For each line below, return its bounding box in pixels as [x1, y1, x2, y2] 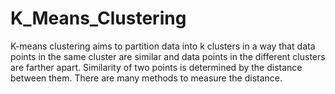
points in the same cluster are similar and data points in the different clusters [10, 50, 326, 62]
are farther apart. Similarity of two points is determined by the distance [10, 61, 303, 73]
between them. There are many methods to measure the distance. [10, 72, 283, 84]
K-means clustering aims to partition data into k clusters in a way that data [10, 40, 316, 52]
